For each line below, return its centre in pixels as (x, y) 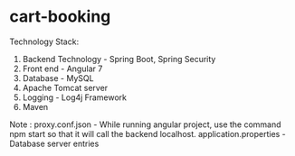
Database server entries (54, 143)
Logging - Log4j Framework (75, 97)
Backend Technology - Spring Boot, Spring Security (119, 59)
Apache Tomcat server (65, 87)
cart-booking (60, 17)
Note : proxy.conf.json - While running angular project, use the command (146, 124)
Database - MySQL (58, 78)
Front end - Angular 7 (62, 69)
